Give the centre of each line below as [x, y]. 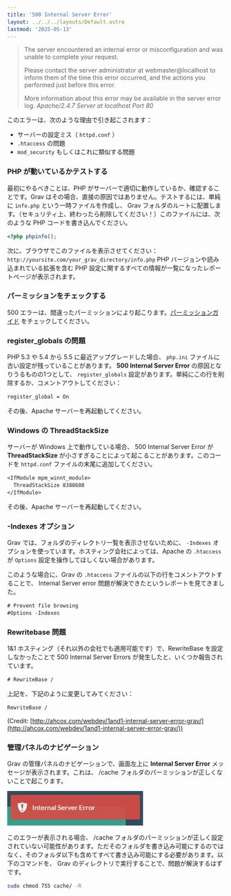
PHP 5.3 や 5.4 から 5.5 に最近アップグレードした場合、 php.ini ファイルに [114, 357]
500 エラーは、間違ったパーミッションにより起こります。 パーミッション [110, 312]
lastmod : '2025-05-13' [40, 29]
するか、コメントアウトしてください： [67, 383]
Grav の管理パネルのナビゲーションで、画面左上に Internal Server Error [109, 764]
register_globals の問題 [47, 341]
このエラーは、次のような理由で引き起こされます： [80, 120]
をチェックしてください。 [57, 321]
